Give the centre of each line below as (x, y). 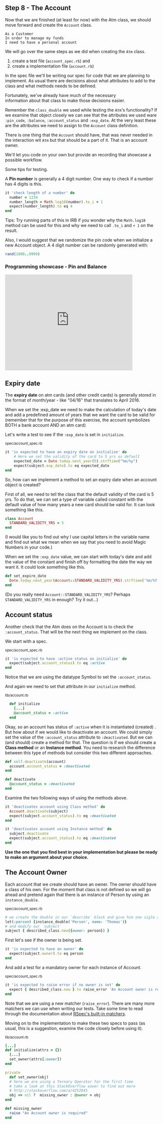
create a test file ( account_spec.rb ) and (51, 61)
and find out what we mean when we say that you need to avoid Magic (76, 542)
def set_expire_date (26, 576)
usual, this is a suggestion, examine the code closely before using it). (74, 1028)
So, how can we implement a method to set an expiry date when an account (81, 479)
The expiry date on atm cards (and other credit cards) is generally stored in (81, 395)
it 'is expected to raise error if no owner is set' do (63, 985)
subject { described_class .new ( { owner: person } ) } (57, 931)
